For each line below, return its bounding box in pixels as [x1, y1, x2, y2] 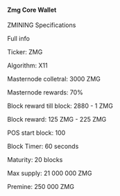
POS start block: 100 [7, 129, 66, 137]
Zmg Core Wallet [7, 6, 57, 14]
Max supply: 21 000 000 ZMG [7, 169, 92, 177]
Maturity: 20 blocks [7, 156, 63, 164]
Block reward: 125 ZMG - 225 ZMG [7, 115, 107, 124]
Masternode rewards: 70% [7, 88, 83, 97]
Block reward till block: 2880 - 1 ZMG [7, 101, 113, 111]
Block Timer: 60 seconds [7, 142, 79, 151]
